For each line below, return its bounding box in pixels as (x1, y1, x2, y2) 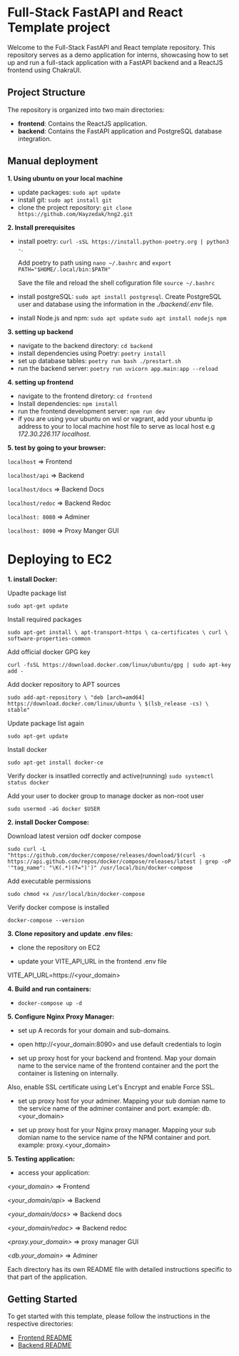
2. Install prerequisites (7, 223, 76, 232)
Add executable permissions (7, 877, 91, 885)
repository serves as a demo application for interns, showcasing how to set (7, 51, 228, 59)
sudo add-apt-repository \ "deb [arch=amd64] (7, 693, 145, 701)
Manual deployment (7, 155, 98, 168)
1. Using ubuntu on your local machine (7, 174, 123, 183)
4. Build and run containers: (7, 984, 91, 993)
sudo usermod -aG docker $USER (7, 805, 101, 812)
